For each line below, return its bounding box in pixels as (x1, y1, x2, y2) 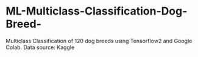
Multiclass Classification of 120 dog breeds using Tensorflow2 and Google (5, 37, 193, 44)
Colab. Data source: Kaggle (5, 44, 75, 51)
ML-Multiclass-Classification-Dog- (5, 4, 188, 18)
